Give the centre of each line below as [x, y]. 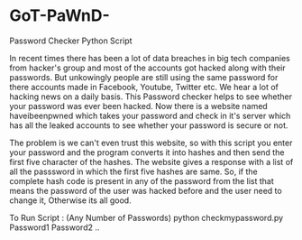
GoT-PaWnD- [59, 16]
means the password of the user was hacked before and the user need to [146, 190]
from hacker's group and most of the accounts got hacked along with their [147, 68]
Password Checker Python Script [71, 41]
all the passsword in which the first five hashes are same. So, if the [134, 171]
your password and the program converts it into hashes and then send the [147, 152]
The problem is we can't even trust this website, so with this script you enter [151, 143]
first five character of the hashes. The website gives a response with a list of [151, 162]
